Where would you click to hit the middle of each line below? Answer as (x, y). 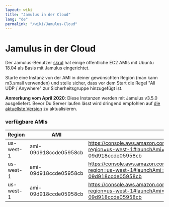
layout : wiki (19, 10)
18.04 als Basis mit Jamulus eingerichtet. (47, 68)
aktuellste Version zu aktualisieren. (41, 109)
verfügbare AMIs (26, 122)
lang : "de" (17, 19)
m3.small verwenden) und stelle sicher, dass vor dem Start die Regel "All (80, 83)
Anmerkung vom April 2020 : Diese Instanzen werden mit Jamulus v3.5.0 (81, 98)
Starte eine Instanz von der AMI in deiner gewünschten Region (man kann (81, 78)
